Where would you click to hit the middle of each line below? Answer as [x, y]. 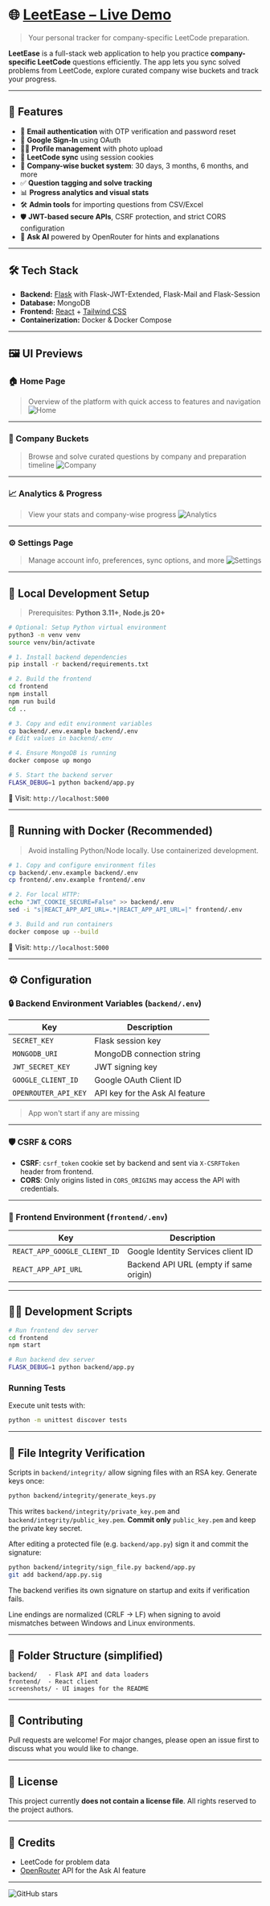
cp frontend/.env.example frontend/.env [77, 880]
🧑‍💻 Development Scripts [70, 1312]
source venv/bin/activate [51, 643]
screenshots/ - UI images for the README [79, 1688]
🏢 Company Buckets [49, 439]
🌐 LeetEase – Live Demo [90, 15]
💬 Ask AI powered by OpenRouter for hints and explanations [119, 236]
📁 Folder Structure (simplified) [86, 1656]
